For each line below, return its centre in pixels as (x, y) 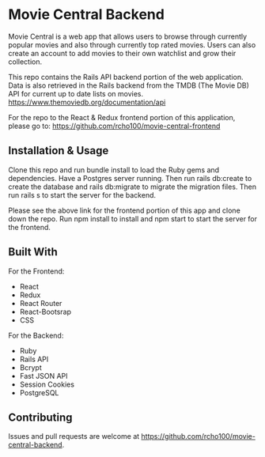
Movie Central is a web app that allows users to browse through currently (128, 36)
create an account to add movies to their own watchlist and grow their (122, 53)
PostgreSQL (39, 392)
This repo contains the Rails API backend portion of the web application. (126, 77)
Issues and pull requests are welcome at (74, 436)
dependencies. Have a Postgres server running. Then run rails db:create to (130, 178)
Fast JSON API (44, 376)
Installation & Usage (59, 151)
